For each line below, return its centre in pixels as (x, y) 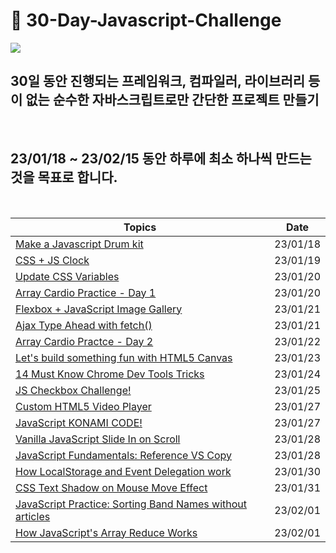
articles (33, 516)
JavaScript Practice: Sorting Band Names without (131, 504)
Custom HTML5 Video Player (83, 406)
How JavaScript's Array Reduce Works (106, 532)
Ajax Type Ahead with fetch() (84, 325)
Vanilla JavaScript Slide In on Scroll (98, 439)
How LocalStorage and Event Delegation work (123, 471)
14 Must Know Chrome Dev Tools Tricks (110, 374)
